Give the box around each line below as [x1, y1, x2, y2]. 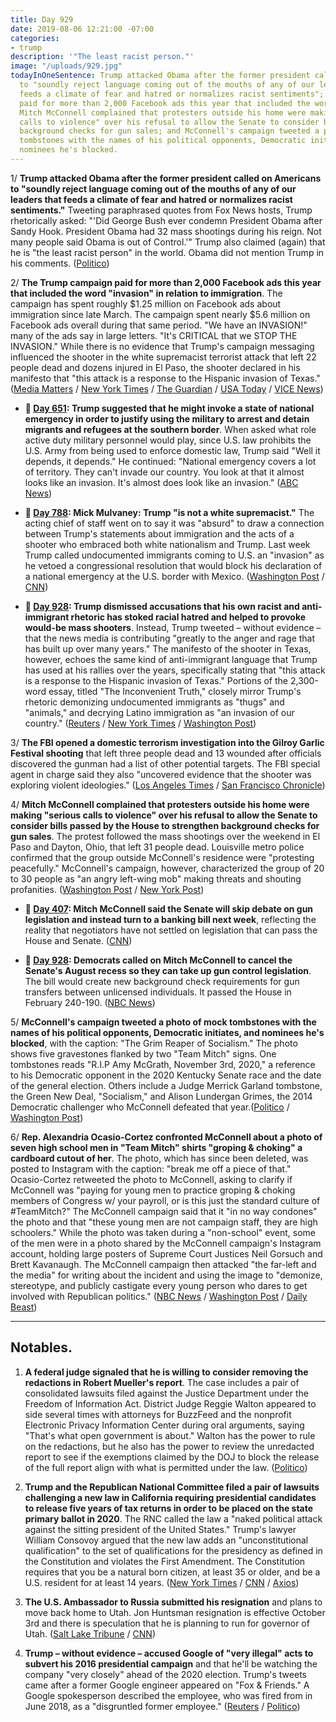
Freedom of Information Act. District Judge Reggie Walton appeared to [24, 1397, 317, 1410]
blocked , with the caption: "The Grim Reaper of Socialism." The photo [10, 1037, 298, 1049]
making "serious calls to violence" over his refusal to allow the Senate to [10, 809, 318, 821]
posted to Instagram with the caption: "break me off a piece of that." [10, 1162, 292, 1175]
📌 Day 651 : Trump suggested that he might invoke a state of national [24, 402, 315, 414]
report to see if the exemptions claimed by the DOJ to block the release [24, 1451, 320, 1463]
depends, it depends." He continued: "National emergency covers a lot [24, 455, 317, 467]
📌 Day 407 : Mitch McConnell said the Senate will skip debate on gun [24, 902, 314, 915]
